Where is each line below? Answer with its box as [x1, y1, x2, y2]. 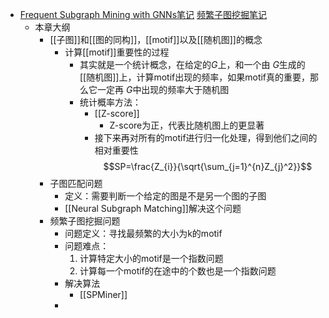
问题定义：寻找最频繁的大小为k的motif [64, 228, 223, 239]
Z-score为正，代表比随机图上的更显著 [109, 119, 265, 131]
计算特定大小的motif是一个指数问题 [79, 253, 224, 264]
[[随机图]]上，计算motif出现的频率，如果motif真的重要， [79, 71, 311, 83]
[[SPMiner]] [79, 289, 128, 300]
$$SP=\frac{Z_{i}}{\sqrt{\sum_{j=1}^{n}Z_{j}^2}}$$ [103, 161, 313, 172]
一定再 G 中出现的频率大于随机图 [96, 84, 230, 95]
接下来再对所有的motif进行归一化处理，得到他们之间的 [94, 132, 318, 143]
